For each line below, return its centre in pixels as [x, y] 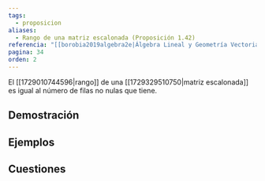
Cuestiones [37, 170]
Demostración [44, 115]
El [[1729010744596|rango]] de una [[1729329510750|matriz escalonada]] [129, 82]
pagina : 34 [26, 52]
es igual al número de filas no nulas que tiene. [83, 90]
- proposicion [38, 23]
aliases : [22, 30]
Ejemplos [32, 142]
